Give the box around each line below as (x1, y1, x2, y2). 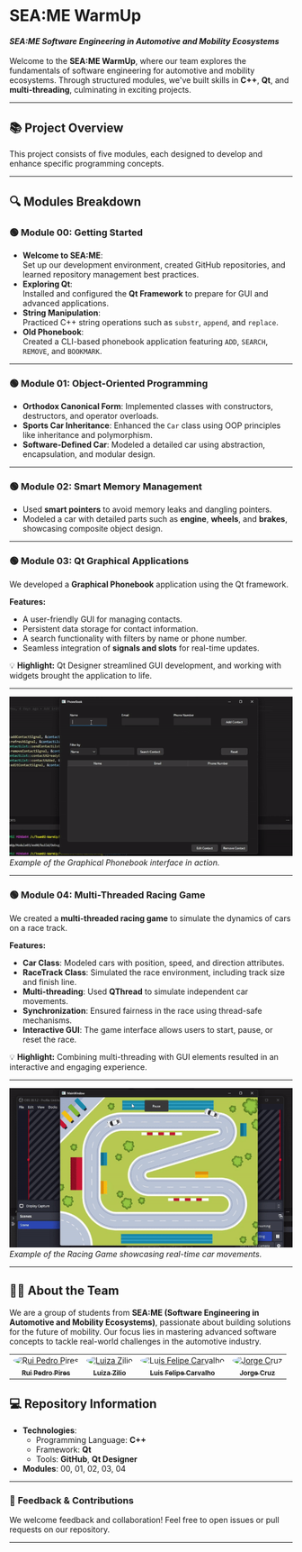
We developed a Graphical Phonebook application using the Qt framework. (9, 579, 289, 589)
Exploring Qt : (22, 278, 74, 289)
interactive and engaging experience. (9, 1061, 148, 1073)
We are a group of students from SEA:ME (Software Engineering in (9, 1307, 260, 1318)
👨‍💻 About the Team (9, 1283, 120, 1299)
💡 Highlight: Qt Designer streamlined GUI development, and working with (9, 660, 281, 671)
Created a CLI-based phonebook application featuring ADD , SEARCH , (22, 335, 268, 347)
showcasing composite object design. (22, 524, 164, 534)
